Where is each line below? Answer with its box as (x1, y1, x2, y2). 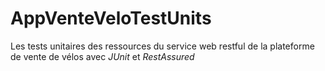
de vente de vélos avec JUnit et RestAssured (10, 50, 195, 62)
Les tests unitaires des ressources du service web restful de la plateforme (10, 40, 315, 52)
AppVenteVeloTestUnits (10, 7, 212, 30)
